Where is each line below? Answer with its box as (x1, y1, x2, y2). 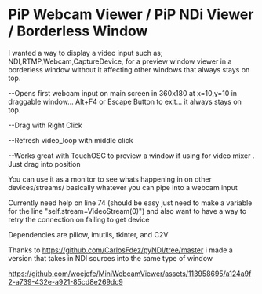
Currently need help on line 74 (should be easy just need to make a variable (8, 198, 253, 208)
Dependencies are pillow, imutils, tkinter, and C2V (8, 230, 169, 239)
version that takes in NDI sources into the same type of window (8, 253, 213, 263)
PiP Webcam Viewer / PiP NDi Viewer (8, 6, 254, 24)
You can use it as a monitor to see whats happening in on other (8, 175, 212, 184)
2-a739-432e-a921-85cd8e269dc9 (8, 277, 123, 286)
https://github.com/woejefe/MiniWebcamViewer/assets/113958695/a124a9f (8, 269, 252, 278)
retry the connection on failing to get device (8, 215, 151, 224)
